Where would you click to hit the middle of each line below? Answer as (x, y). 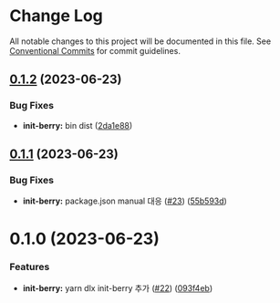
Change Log (56, 16)
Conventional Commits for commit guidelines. (95, 50)
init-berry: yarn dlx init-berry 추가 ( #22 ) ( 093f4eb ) (117, 287)
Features (30, 267)
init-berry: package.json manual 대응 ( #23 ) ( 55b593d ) (125, 201)
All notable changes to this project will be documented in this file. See (140, 41)
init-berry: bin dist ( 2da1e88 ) (78, 125)
